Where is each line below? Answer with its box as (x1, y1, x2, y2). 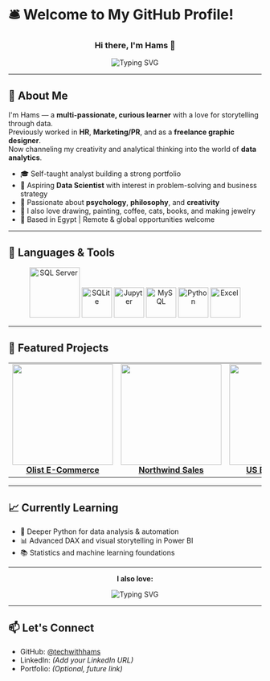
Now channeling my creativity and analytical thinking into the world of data (8, 145, 257, 154)
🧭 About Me (8, 88, 68, 102)
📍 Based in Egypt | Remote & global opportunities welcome (19, 215, 215, 224)
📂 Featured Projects (8, 341, 109, 355)
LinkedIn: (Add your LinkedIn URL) (19, 655, 134, 665)
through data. (8, 119, 54, 129)
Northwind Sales (138, 464, 204, 475)
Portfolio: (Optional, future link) (19, 663, 123, 673)
